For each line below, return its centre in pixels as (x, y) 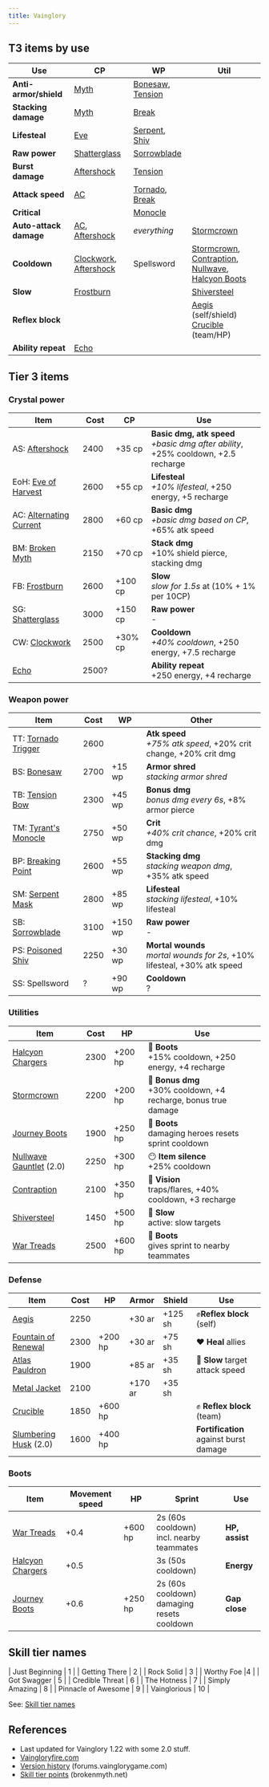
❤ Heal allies (221, 1342)
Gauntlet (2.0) (39, 1166)
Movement (90, 1494)
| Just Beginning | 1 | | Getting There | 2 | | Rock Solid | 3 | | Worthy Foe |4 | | (134, 1672)
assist (237, 1537)
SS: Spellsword (41, 984)
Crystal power (37, 400)
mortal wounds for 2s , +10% (201, 956)
